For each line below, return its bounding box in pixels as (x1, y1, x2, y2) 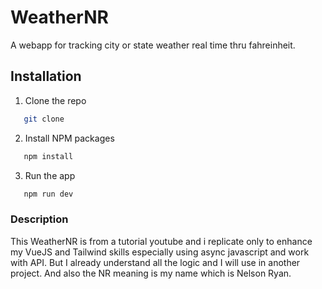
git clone (23, 114, 65, 124)
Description (10, 212, 69, 226)
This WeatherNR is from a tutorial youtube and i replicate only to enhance (10, 235, 313, 247)
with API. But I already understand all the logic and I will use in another (10, 256, 301, 268)
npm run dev (23, 189, 74, 199)
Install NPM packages (24, 132, 115, 144)
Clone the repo (24, 94, 87, 106)
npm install (23, 151, 74, 161)
